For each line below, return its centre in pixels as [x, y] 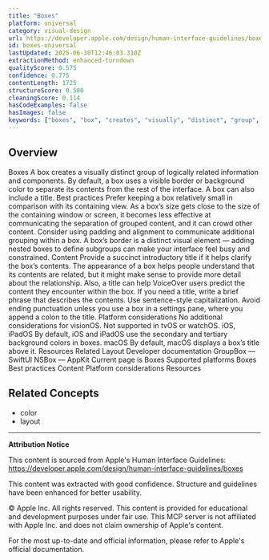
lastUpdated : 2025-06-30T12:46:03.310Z [75, 53]
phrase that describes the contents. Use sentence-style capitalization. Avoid [134, 300]
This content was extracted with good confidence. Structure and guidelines [133, 484]
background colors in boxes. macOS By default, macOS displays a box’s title [134, 343]
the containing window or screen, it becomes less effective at [110, 214]
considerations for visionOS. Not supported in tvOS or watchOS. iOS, [122, 325]
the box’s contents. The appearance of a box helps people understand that [131, 266]
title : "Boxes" [34, 16]
